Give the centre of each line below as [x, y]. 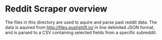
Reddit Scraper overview [56, 9]
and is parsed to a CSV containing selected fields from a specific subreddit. [81, 32]
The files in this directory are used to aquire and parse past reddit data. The [81, 22]
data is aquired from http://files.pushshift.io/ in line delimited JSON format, [80, 27]
